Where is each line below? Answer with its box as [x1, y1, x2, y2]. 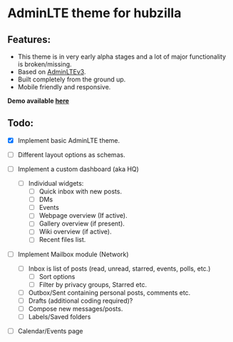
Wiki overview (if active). [38, 227, 112, 236]
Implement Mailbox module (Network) [17, 250, 130, 258]
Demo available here [7, 96, 70, 105]
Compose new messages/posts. [28, 304, 123, 313]
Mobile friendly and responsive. [17, 83, 111, 91]
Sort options [38, 272, 76, 281]
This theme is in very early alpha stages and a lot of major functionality [17, 52, 227, 61]
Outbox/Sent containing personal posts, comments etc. [28, 288, 191, 297]
